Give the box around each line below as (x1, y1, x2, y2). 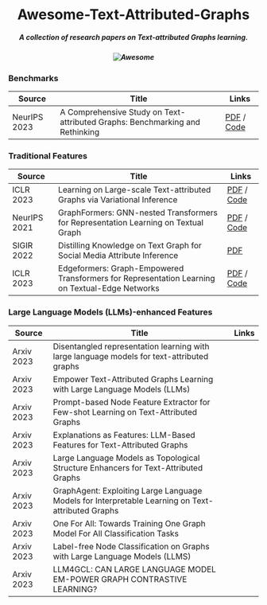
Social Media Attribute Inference (58, 250, 179, 261)
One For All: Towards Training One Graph (52, 517, 206, 529)
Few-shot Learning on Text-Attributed (52, 406, 197, 417)
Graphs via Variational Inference (58, 194, 178, 205)
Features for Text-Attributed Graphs (52, 439, 188, 451)
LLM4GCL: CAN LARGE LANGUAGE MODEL (52, 564, 217, 575)
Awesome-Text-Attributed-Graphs (17, 6, 250, 24)
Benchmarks (8, 72, 59, 84)
